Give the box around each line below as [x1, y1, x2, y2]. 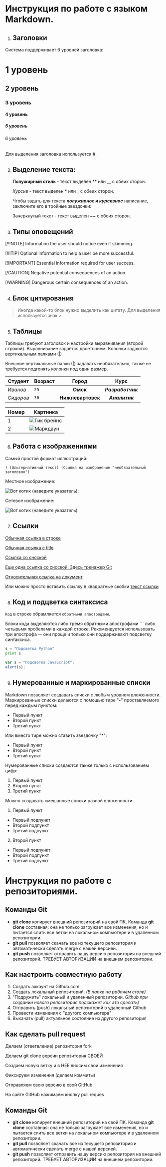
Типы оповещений [12, 227, 73, 236]
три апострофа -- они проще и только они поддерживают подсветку [5, 631, 152, 637]
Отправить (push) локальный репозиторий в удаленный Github [12, 1005, 147, 1011]
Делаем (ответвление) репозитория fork [5, 1043, 92, 1049]
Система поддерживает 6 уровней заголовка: [5, 47, 104, 52]
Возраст [34, 378, 55, 385]
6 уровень [5, 135, 27, 141]
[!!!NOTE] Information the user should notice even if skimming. [5, 241, 134, 247]
